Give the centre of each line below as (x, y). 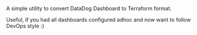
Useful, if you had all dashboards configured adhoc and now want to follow (98, 20)
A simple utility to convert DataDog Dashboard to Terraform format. (89, 8)
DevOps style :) (25, 26)
